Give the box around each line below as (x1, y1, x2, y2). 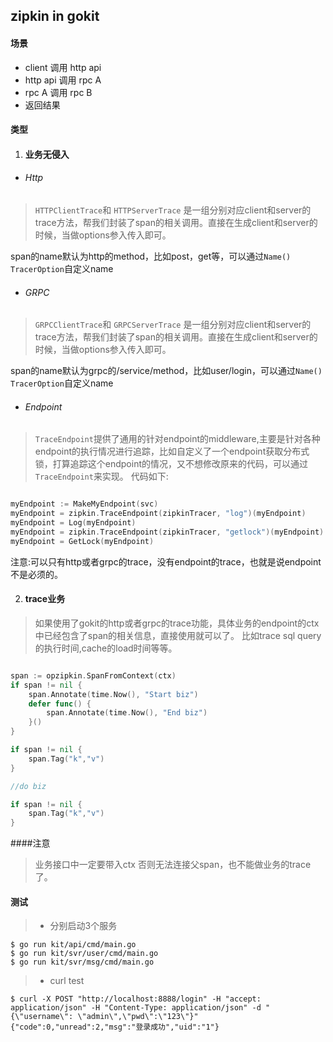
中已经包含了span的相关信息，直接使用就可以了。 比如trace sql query (34, 629, 322, 641)
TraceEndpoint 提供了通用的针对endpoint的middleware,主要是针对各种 (34, 433, 321, 445)
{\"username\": (10, 1012, 74, 1022)
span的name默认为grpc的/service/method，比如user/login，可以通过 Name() (10, 365, 323, 377)
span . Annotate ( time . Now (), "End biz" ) (46, 708, 208, 718)
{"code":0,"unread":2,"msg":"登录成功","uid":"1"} (10, 1022, 220, 1033)
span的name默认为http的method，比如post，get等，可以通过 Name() (10, 250, 292, 262)
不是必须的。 (10, 568, 63, 580)
